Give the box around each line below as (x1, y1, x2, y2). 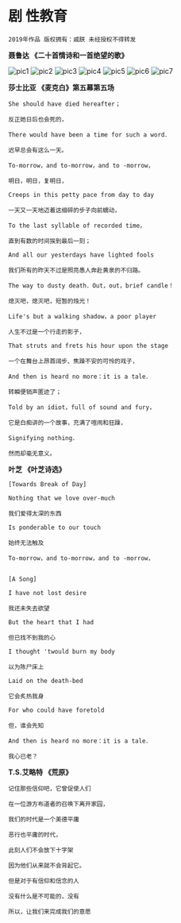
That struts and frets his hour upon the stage (8, 342, 169, 350)
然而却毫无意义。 (8, 450, 56, 458)
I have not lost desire (8, 589, 87, 597)
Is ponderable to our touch (8, 523, 102, 531)
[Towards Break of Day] (8, 480, 87, 489)
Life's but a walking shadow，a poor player (8, 312, 157, 320)
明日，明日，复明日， (8, 176, 67, 185)
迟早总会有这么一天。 (8, 146, 67, 154)
